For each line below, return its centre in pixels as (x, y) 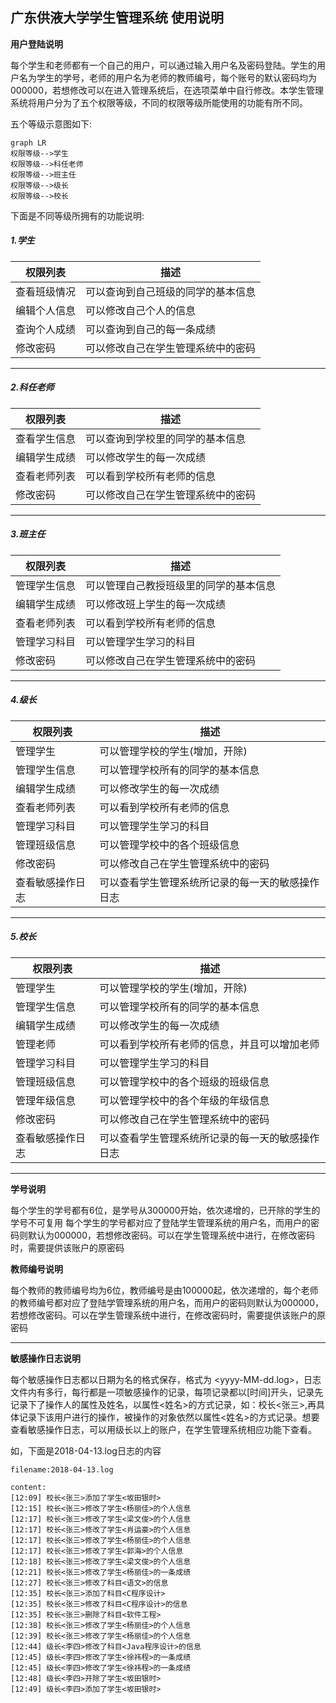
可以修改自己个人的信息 (141, 310)
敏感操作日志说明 (45, 1358)
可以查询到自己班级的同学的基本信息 (171, 291)
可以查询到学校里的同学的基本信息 (166, 438)
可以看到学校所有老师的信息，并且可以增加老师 (209, 1044)
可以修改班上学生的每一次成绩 (156, 604)
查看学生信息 (46, 438)
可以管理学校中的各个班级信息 (169, 845)
